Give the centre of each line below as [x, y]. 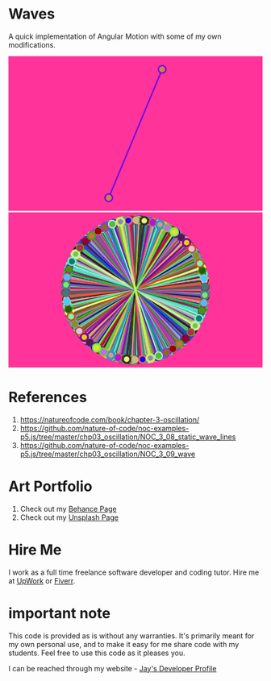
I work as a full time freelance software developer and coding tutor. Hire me [134, 572]
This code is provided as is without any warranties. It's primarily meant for [131, 635]
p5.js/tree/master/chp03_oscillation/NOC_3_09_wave [108, 454]
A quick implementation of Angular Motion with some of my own [115, 36]
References [48, 397]
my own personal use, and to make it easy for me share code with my [124, 644]
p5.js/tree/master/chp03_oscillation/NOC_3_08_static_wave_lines [128, 437]
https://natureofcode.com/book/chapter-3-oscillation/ [110, 419]
